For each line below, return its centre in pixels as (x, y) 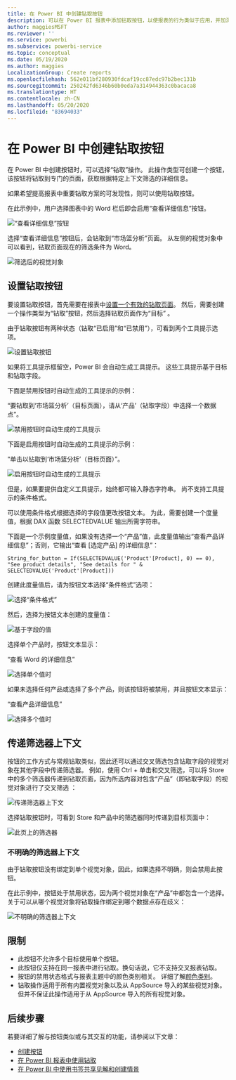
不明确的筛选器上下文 (43, 852)
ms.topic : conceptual (39, 53)
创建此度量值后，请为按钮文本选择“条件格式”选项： (81, 585)
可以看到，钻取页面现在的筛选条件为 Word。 (71, 247)
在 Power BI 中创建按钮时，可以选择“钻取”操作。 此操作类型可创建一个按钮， (118, 169)
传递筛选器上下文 (44, 743)
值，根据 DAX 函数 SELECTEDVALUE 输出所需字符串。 (86, 521)
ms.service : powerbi (38, 40)
